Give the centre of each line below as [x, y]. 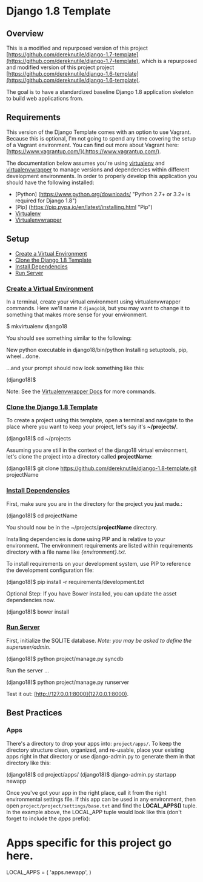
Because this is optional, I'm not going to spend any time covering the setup [101, 138]
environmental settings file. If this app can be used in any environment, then [101, 799]
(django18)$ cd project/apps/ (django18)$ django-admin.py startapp [91, 774]
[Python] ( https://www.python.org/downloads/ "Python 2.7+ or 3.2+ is [103, 194]
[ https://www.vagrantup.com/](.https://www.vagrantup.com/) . [84, 151]
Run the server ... [28, 670]
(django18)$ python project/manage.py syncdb [65, 658]
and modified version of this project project [60, 67]
